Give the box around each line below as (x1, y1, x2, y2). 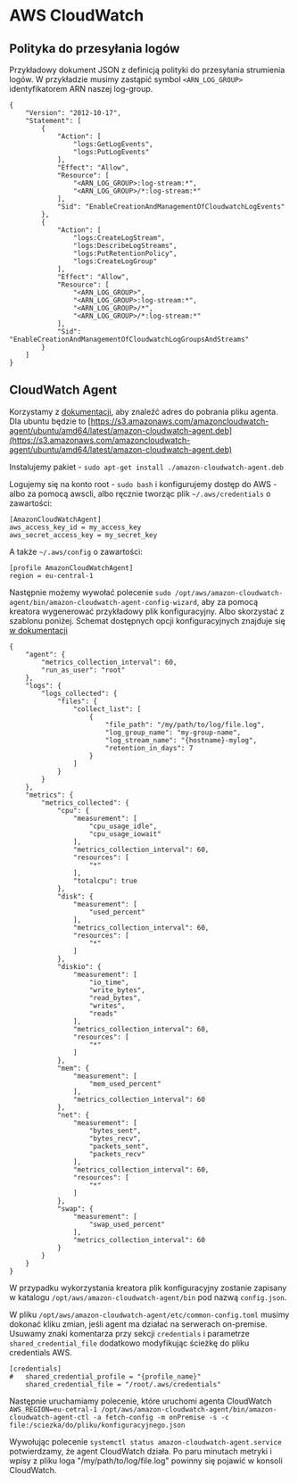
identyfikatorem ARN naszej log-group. (9, 84, 153, 94)
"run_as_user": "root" (41, 666, 126, 675)
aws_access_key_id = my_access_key (9, 523, 142, 532)
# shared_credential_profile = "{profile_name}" (9, 1371, 202, 1381)
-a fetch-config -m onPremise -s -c (93, 1413, 229, 1421)
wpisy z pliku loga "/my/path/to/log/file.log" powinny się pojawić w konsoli (9, 1455, 283, 1466)
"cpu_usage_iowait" (88, 829, 162, 839)
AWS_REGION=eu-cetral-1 (9, 1404, 98, 1414)
